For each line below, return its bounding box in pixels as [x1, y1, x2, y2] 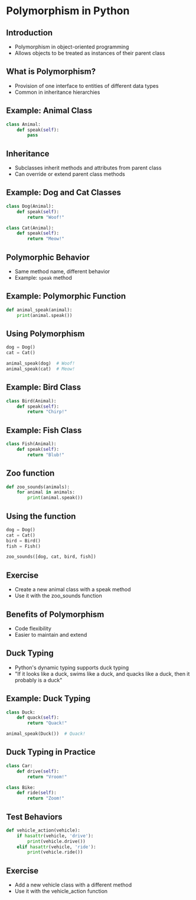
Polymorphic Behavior [6, 252, 90, 262]
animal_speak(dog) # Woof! [6, 361, 76, 366]
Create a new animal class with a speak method [14, 586, 131, 593]
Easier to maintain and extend [14, 631, 87, 638]
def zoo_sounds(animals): [6, 484, 70, 490]
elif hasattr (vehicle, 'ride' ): [17, 844, 96, 850]
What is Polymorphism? [6, 67, 96, 77]
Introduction [6, 28, 53, 38]
